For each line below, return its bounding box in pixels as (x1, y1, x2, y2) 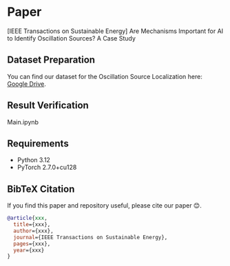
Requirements (7, 137, 69, 149)
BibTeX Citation (7, 183, 75, 195)
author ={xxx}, (13, 228, 54, 234)
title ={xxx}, (13, 221, 51, 228)
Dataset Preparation (7, 54, 95, 66)
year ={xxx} (13, 247, 45, 254)
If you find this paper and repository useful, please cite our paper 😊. (7, 201, 202, 210)
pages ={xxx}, (13, 240, 51, 247)
